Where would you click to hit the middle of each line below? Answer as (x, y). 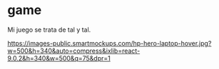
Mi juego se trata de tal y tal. (49, 30)
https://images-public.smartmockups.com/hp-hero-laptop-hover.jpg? (109, 43)
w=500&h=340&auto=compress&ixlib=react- (74, 51)
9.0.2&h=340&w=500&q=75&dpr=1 (59, 58)
